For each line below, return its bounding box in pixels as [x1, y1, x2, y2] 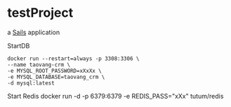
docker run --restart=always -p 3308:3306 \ [7, 55, 140, 62]
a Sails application [7, 28, 60, 36]
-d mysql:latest [7, 79, 55, 87]
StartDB [7, 41, 30, 50]
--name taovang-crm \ [7, 61, 71, 68]
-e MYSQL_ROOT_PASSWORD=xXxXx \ [7, 67, 102, 74]
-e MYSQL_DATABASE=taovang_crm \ [7, 73, 105, 80]
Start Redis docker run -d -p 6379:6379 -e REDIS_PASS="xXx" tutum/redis [7, 92, 224, 100]
